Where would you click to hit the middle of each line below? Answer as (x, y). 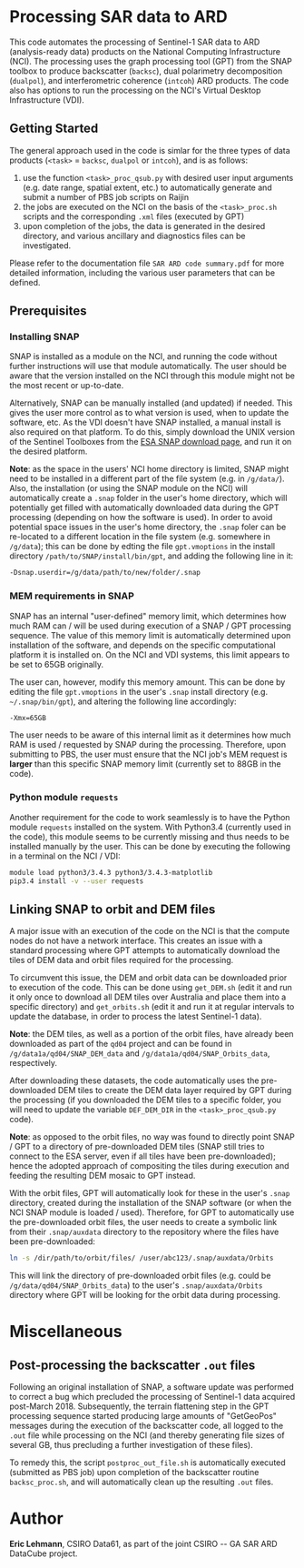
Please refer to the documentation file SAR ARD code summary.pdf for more (147, 263)
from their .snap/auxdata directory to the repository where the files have (144, 1232)
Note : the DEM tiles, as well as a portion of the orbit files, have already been (152, 1034)
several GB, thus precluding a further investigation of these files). (131, 1445)
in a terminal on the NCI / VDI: (65, 856)
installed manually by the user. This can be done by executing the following (150, 846)
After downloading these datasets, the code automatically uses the (134, 1081)
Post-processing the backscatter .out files (132, 1365)
